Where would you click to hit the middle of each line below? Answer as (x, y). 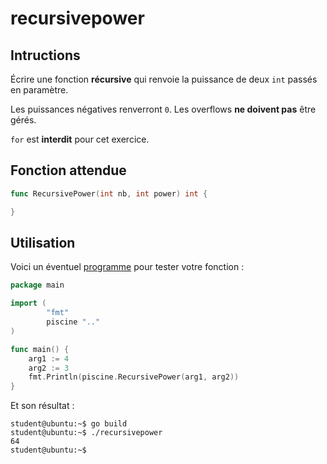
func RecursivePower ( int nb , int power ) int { (109, 193)
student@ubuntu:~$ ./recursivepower (86, 433)
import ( (28, 303)
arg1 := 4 (49, 358)
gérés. (23, 120)
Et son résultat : (42, 406)
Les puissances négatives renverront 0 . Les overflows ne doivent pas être (163, 109)
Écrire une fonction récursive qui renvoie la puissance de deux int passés (164, 79)
